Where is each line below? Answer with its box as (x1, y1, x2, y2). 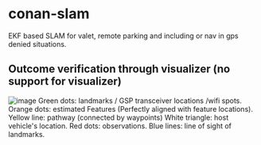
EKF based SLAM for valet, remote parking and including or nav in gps (8, 31, 239, 40)
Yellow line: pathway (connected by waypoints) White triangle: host (8, 113, 229, 122)
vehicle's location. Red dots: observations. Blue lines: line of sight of (8, 120, 232, 131)
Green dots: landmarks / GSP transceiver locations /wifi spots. (38, 96, 243, 105)
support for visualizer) (8, 74, 122, 88)
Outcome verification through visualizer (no (8, 63, 231, 76)
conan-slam (8, 5, 90, 23)
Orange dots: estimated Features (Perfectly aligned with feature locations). (8, 104, 253, 113)
